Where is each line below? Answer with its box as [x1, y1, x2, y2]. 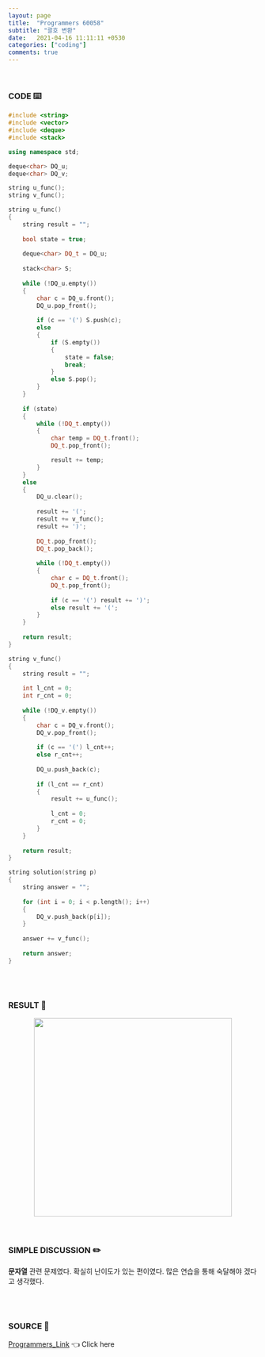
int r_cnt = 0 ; [22, 692, 73, 700]
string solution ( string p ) [8, 868, 97, 877]
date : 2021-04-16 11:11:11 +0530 [8, 33, 126, 42]
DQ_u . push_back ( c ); [36, 765, 101, 774]
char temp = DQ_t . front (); [50, 434, 140, 443]
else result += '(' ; [50, 604, 119, 612]
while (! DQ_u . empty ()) [22, 279, 97, 287]
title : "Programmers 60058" [8, 19, 104, 27]
